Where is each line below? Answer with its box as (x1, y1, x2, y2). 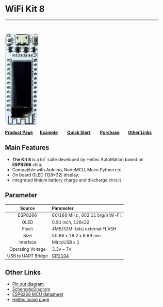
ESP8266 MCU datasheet (12, 291, 64, 297)
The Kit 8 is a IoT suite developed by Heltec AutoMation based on (12, 156, 144, 162)
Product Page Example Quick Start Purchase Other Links (5, 129, 152, 135)
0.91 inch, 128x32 (51, 219, 90, 225)
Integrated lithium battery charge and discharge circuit (12, 177, 121, 183)
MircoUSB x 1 (51, 239, 80, 245)
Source (20, 205, 35, 211)
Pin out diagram (12, 281, 44, 287)
